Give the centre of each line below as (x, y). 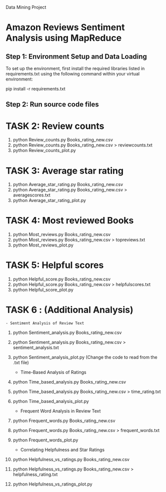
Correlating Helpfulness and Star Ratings (62, 450)
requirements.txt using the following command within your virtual (72, 74)
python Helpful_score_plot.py (43, 290)
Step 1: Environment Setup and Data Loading (76, 56)
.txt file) (21, 362)
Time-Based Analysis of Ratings (53, 372)
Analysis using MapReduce (64, 38)
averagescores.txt (31, 195)
